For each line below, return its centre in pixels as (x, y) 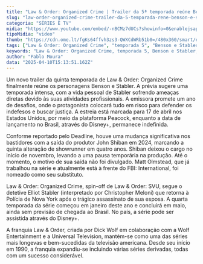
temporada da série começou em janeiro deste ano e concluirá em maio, (96, 205)
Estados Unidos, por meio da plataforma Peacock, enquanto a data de (94, 118)
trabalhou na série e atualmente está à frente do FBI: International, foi (93, 168)
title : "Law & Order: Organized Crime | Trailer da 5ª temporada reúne (98, 12)
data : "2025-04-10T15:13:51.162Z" (50, 62)
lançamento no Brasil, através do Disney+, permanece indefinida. (87, 124)
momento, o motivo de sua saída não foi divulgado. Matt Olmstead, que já (98, 162)
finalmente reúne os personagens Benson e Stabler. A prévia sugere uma (97, 86)
